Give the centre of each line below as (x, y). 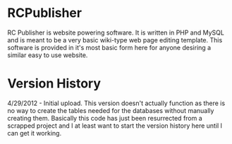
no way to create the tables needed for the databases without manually (111, 110)
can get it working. (35, 133)
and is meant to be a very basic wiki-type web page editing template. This (115, 40)
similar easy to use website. (48, 55)
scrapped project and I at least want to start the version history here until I (115, 126)
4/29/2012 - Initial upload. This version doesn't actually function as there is (116, 103)
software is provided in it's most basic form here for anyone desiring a (109, 47)
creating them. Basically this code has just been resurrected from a (105, 118)
